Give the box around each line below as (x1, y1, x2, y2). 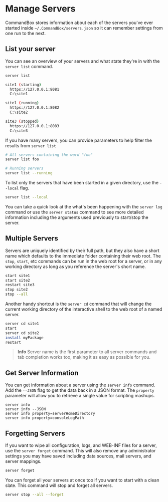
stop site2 (5, 287, 28, 292)
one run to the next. (5, 30, 46, 36)
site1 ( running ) (5, 101, 39, 106)
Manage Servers (5, 3, 76, 15)
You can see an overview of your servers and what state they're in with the (5, 58, 160, 64)
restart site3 (5, 283, 35, 288)
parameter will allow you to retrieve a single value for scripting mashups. (5, 393, 155, 399)
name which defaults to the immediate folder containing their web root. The (5, 253, 161, 259)
